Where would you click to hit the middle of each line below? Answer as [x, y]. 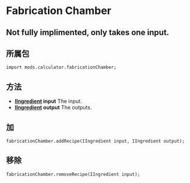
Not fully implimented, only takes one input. [88, 32]
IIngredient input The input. [48, 101]
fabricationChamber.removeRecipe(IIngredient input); [73, 174]
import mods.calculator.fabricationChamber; [61, 68]
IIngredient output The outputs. [53, 108]
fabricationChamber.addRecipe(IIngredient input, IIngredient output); [95, 141]
